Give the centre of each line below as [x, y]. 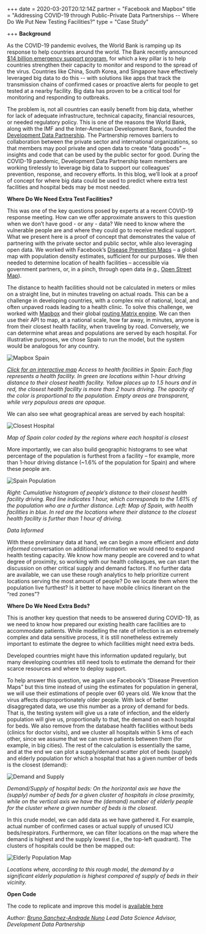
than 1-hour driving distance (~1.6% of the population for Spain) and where [101, 462]
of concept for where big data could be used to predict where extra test [97, 181]
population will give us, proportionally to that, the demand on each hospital [101, 719]
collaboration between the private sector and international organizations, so [102, 142]
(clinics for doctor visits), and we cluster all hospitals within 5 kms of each [100, 732]
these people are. [29, 469]
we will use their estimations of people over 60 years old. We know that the [101, 693]
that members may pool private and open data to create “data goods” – [96, 148]
